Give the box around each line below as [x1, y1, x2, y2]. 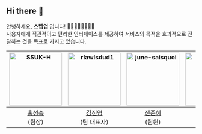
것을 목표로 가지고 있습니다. [22, 37, 87, 45]
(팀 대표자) [80, 118, 109, 126]
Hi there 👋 [6, 6, 44, 16]
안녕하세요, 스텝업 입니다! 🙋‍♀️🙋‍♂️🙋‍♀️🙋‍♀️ [6, 22, 95, 30]
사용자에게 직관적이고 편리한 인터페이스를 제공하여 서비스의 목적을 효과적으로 [6, 30, 186, 37]
